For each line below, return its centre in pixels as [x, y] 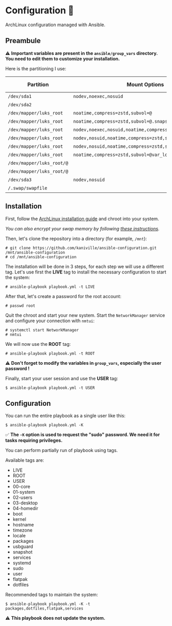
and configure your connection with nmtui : [50, 321]
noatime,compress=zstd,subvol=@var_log [122, 154]
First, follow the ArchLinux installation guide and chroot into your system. [82, 219]
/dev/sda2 [20, 104]
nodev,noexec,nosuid [98, 96]
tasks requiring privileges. [34, 440]
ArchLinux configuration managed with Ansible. [56, 25]
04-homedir [25, 508]
